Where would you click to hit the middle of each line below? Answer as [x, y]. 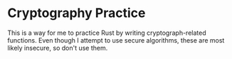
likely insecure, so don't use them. [58, 48]
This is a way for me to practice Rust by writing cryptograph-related [107, 33]
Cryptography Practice [77, 13]
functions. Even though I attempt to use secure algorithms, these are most [116, 40]
